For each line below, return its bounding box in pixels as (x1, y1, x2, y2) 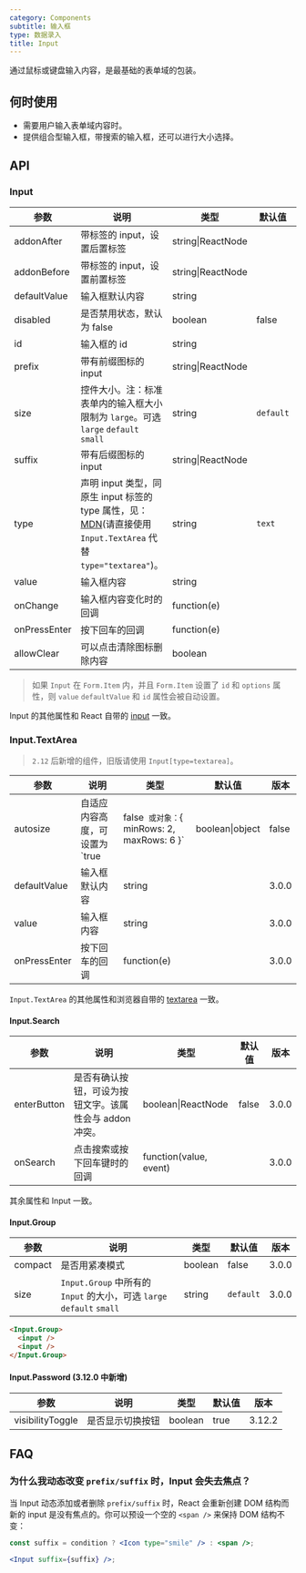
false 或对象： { (122, 812, 184, 824)
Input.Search (9, 1015, 61, 1026)
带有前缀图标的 (80, 354, 145, 367)
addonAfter (14, 234, 63, 247)
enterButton (14, 1098, 66, 1111)
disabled (14, 313, 51, 326)
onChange (14, 598, 59, 611)
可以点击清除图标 (80, 640, 154, 653)
